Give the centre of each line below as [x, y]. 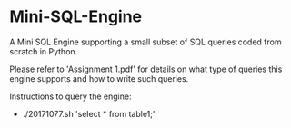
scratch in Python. [44, 51]
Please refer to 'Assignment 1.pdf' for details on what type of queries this [146, 69]
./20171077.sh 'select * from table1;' [89, 113]
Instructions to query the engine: [70, 96]
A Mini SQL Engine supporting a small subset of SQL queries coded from [145, 42]
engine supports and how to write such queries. [99, 78]
